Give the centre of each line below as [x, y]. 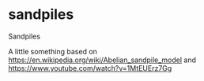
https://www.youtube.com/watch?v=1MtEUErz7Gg [90, 68]
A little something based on [53, 51]
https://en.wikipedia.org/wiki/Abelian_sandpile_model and [102, 60]
